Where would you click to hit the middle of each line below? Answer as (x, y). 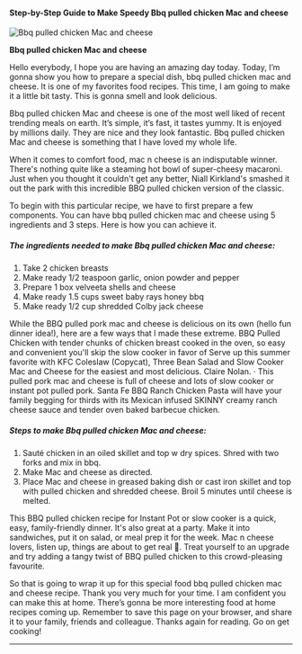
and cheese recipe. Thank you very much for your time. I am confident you (148, 593)
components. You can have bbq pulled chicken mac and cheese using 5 (142, 215)
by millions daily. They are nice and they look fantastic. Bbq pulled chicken (147, 133)
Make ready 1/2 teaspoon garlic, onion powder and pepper (131, 278)
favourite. (27, 566)
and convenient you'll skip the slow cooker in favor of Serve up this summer (150, 353)
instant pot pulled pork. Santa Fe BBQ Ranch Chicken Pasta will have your (146, 390)
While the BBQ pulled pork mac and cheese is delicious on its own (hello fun (151, 324)
